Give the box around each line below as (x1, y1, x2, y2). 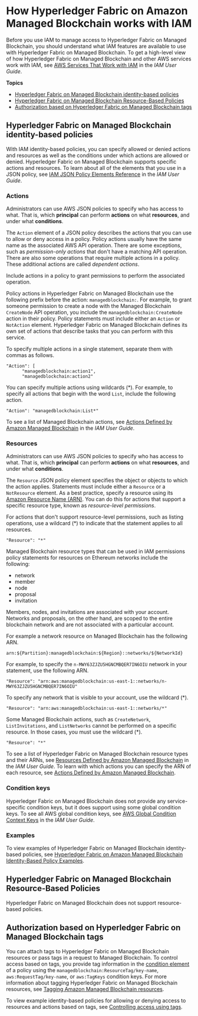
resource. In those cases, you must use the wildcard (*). (6, 728, 143, 735)
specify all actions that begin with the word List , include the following (6, 390, 176, 397)
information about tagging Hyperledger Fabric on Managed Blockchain (6, 979, 178, 986)
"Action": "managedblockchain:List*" (6, 408, 99, 414)
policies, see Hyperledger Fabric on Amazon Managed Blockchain (22, 851, 183, 858)
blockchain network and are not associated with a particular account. (6, 621, 174, 628)
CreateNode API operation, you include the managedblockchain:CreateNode (6, 309, 183, 316)
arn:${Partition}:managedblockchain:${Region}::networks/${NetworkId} (6, 650, 183, 657)
